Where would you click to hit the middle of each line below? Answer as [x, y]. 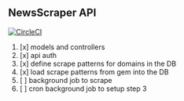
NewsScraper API [52, 13]
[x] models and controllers [62, 47]
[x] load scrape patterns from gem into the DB [94, 72]
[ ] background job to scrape [66, 80]
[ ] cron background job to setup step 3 [83, 88]
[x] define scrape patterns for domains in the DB [98, 63]
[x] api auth [38, 55]
